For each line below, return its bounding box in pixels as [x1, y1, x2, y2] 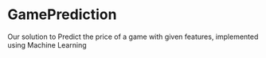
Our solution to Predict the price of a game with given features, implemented [7, 32, 259, 41]
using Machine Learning [7, 40, 87, 49]
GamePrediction [7, 6, 117, 24]
